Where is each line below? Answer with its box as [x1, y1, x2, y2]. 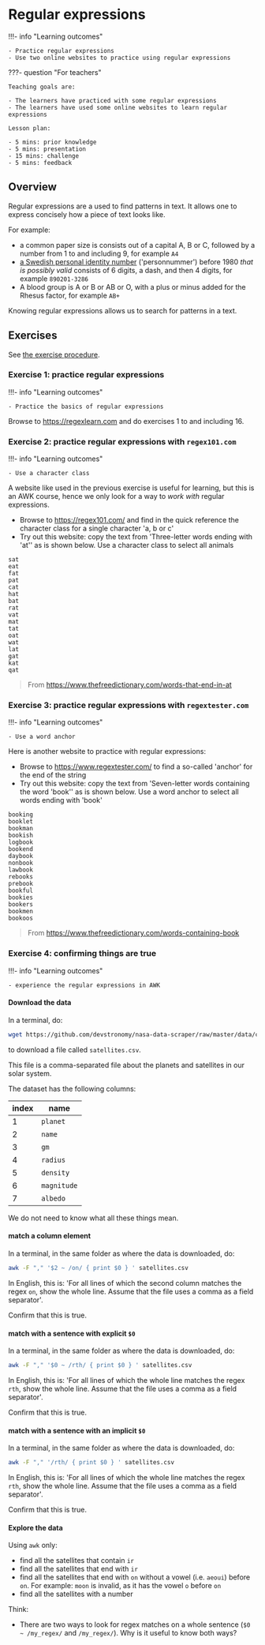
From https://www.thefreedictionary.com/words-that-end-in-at [27, 680, 233, 690]
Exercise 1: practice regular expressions [8, 369, 165, 380]
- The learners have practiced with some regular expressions [8, 96, 217, 104]
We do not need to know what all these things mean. [8, 1213, 179, 1223]
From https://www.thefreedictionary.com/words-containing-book [27, 928, 240, 938]
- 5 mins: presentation [8, 144, 87, 153]
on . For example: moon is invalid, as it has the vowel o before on [19, 1581, 222, 1591]
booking [8, 811, 34, 819]
